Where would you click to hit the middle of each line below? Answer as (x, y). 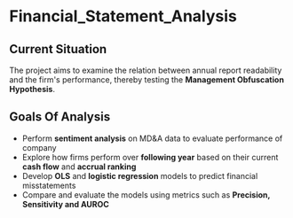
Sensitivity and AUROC (65, 204)
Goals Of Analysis (60, 117)
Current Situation (58, 49)
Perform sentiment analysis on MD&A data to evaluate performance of (152, 138)
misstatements (49, 185)
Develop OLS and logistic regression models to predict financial (140, 175)
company (39, 147)
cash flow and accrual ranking (79, 167)
